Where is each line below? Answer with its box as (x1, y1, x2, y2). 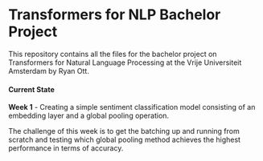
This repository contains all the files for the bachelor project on (8, 49, 217, 58)
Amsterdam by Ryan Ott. (8, 66, 90, 75)
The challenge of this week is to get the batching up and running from (8, 127, 240, 136)
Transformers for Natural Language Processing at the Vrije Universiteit (8, 58, 242, 67)
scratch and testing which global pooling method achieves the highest (8, 135, 241, 145)
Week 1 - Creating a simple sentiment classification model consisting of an (8, 103, 256, 112)
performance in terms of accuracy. (8, 143, 124, 153)
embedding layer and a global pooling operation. (8, 111, 170, 121)
